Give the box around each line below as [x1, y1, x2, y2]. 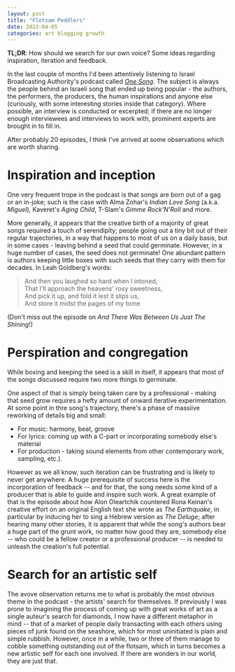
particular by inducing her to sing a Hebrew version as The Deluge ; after [7, 513, 215, 521]
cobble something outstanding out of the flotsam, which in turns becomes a [7, 642, 226, 650]
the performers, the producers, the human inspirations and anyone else [7, 92, 213, 101]
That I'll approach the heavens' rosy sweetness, [24, 285, 163, 293]
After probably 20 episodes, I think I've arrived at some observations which [7, 136, 225, 144]
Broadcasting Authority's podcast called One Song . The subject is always [7, 78, 219, 86]
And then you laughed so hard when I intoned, [24, 277, 158, 285]
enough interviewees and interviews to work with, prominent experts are [7, 115, 216, 123]
